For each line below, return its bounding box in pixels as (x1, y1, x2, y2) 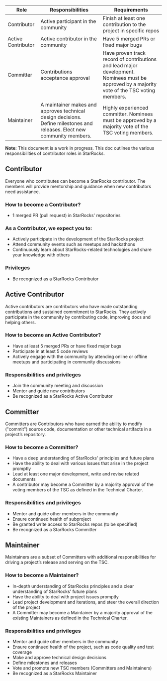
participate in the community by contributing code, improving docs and (5, 314, 151, 320)
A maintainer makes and (40, 102, 97, 108)
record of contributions (102, 56, 157, 63)
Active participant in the (40, 18, 96, 24)
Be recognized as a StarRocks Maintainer (12, 670, 97, 676)
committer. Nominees (102, 111, 153, 117)
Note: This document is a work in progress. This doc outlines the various (5, 145, 155, 151)
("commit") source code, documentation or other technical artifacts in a (5, 426, 152, 432)
